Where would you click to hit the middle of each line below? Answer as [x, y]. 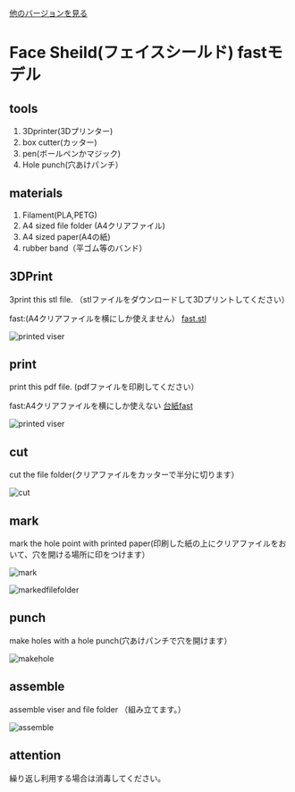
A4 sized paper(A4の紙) [66, 236]
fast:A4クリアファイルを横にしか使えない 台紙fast [101, 406]
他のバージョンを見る [48, 13]
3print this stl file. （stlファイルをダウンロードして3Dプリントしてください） [149, 299]
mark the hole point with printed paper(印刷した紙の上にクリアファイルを [144, 543]
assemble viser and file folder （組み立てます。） [97, 709]
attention [35, 756]
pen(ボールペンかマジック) [72, 153]
